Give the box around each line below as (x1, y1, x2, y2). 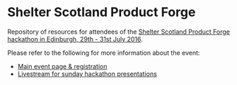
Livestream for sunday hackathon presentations (17, 70, 157, 78)
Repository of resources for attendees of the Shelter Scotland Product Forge (7, 27, 230, 36)
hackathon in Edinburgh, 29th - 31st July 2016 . (7, 34, 143, 43)
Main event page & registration (17, 62, 108, 70)
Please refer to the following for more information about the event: (7, 48, 200, 57)
